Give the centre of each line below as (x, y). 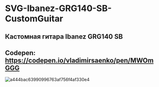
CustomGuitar (34, 19)
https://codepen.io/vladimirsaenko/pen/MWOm (79, 60)
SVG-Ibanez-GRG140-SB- (58, 8)
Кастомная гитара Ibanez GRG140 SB (64, 36)
